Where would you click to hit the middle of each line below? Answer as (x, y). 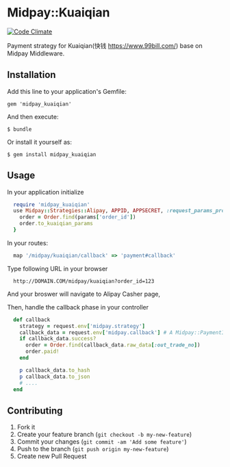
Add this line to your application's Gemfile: (67, 91)
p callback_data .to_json (55, 377)
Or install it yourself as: (39, 142)
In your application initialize (46, 192)
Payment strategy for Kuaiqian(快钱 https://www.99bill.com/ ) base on (105, 45)
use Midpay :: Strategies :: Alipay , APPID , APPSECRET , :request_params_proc (120, 211)
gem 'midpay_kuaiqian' (39, 104)
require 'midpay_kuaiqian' (52, 204)
